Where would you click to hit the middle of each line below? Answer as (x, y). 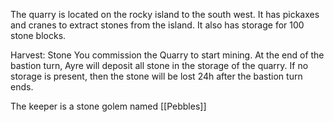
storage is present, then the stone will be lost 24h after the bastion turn (156, 76)
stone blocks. (38, 35)
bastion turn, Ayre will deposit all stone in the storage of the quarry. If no (159, 65)
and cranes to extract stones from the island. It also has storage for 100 (157, 25)
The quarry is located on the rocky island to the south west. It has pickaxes (165, 14)
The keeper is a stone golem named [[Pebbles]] (108, 106)
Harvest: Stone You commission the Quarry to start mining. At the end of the (167, 55)
